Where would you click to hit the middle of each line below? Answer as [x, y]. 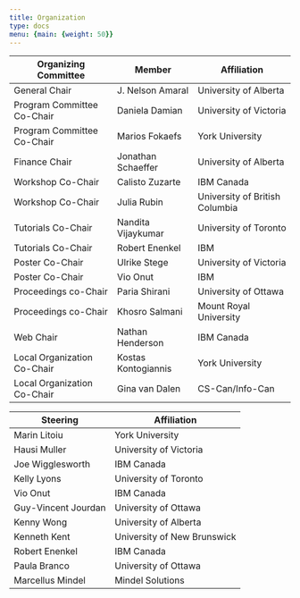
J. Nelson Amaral [153, 90]
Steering [60, 420]
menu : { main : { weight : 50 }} [62, 34]
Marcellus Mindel [50, 580]
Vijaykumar [141, 233]
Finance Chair [43, 162]
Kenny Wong [41, 522]
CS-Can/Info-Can [236, 389]
